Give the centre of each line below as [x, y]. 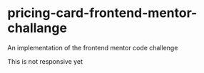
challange [37, 28]
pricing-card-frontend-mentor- [102, 13]
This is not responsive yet [45, 61]
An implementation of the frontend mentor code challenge [93, 47]
